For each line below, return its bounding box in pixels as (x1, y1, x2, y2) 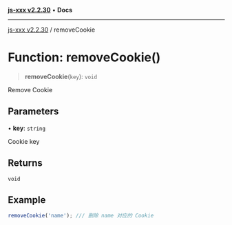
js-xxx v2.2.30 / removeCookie (8, 25, 96, 34)
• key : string (8, 124, 46, 132)
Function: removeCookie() (8, 50, 161, 65)
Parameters (8, 106, 59, 118)
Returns (8, 158, 43, 169)
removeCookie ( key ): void (24, 72, 98, 81)
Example (8, 194, 46, 206)
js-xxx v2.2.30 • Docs (8, 6, 73, 14)
